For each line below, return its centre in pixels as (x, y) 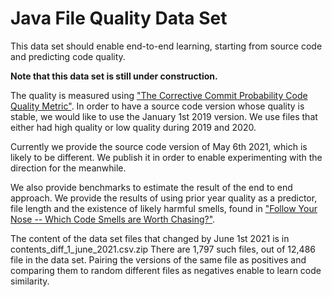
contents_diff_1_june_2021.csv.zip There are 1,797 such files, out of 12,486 (163, 249)
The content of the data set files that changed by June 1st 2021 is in (150, 238)
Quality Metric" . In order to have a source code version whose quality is (157, 106)
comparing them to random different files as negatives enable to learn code (166, 270)
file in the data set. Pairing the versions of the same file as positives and (158, 259)
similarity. (30, 281)
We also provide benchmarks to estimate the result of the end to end (151, 187)
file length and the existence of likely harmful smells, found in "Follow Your (164, 208)
